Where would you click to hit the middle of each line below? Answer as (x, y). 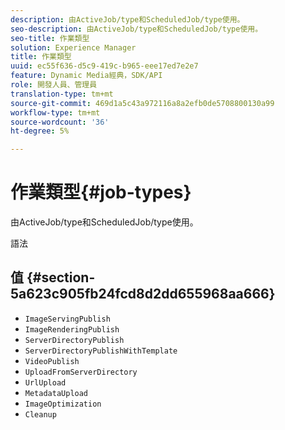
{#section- (61, 277)
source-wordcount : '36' (60, 122)
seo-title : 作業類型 (50, 38)
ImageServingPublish (67, 319)
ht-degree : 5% (40, 131)
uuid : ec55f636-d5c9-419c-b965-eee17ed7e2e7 (104, 66)
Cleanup (40, 414)
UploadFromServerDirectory (81, 372)
